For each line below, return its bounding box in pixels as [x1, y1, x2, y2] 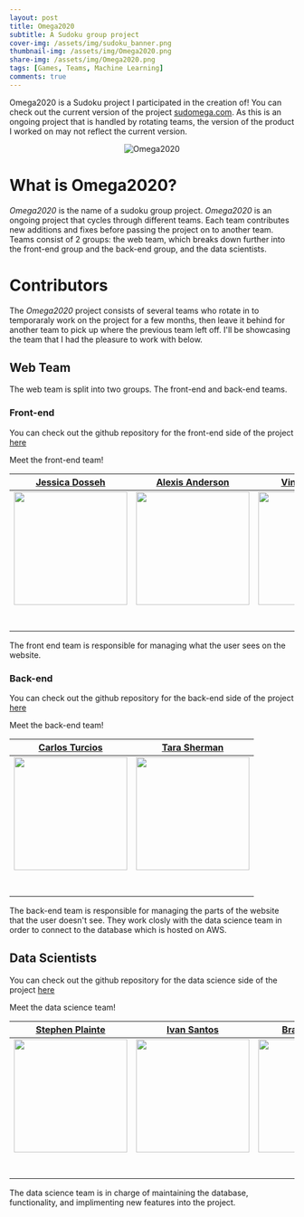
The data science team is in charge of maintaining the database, [9, 1187, 249, 1198]
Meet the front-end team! [9, 454, 104, 465]
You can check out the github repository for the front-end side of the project [9, 427, 294, 438]
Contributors [9, 275, 109, 295]
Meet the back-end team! [9, 720, 104, 731]
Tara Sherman [161, 741, 224, 754]
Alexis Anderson [156, 476, 230, 489]
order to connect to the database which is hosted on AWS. [9, 925, 228, 936]
